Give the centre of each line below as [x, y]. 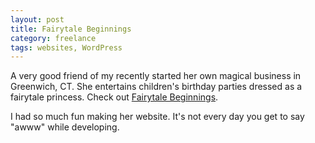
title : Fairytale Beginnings [71, 29]
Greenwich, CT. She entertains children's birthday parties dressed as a [156, 87]
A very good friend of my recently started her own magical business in [156, 76]
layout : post [37, 19]
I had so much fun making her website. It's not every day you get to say [157, 117]
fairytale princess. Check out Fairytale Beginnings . [114, 97]
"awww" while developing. [65, 127]
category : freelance [53, 38]
